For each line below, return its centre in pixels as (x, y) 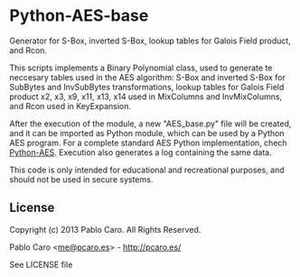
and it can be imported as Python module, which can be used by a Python (147, 133)
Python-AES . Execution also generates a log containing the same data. (141, 152)
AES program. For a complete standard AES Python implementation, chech (148, 143)
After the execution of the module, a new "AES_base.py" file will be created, (150, 124)
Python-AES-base (79, 16)
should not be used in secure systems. (81, 179)
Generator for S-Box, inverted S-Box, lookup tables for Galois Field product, (150, 41)
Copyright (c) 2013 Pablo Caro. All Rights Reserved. (105, 229)
